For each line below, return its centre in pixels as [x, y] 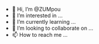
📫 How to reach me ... [40, 35]
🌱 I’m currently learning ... [44, 22]
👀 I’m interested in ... [37, 15]
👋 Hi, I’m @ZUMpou [36, 9]
